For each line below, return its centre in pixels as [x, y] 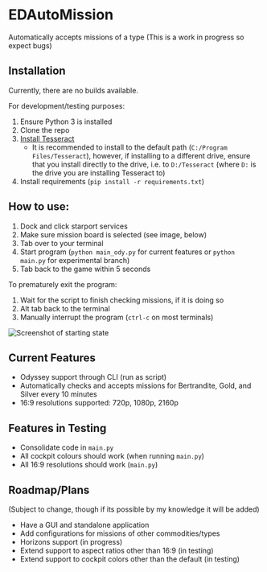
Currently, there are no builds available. [74, 90]
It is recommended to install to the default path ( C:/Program [129, 147]
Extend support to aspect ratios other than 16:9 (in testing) [117, 550]
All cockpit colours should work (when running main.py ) [112, 456]
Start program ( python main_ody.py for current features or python [127, 252]
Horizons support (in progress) [71, 542]
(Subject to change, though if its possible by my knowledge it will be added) [134, 509]
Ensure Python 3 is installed [66, 121]
